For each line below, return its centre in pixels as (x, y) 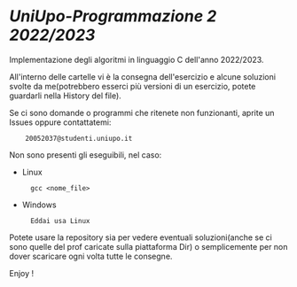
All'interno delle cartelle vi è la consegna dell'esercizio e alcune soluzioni (143, 76)
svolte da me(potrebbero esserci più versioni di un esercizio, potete (133, 86)
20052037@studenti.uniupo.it (79, 138)
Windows (39, 205)
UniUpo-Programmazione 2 (113, 16)
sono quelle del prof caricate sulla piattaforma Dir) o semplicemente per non (148, 246)
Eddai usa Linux (60, 221)
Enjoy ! (22, 273)
